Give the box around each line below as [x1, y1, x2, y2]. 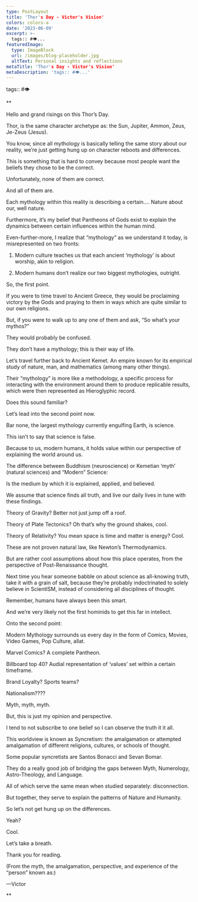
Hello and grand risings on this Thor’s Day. [6, 111, 109, 118]
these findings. [6, 498, 43, 505]
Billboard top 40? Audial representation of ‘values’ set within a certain [6, 661, 176, 668]
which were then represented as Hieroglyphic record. [6, 387, 136, 395]
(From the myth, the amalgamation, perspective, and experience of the [6, 863, 178, 870]
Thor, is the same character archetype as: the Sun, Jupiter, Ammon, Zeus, [6, 122, 186, 130]
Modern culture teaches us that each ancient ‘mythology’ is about [14, 252, 176, 259]
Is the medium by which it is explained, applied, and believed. [6, 480, 155, 487]
